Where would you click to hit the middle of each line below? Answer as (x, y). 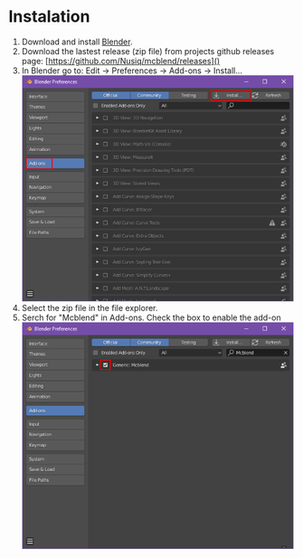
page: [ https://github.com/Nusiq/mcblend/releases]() (121, 61)
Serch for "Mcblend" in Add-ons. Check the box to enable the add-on (151, 317)
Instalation (49, 17)
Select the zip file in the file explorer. (90, 308)
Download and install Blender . (77, 42)
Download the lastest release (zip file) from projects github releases (148, 51)
